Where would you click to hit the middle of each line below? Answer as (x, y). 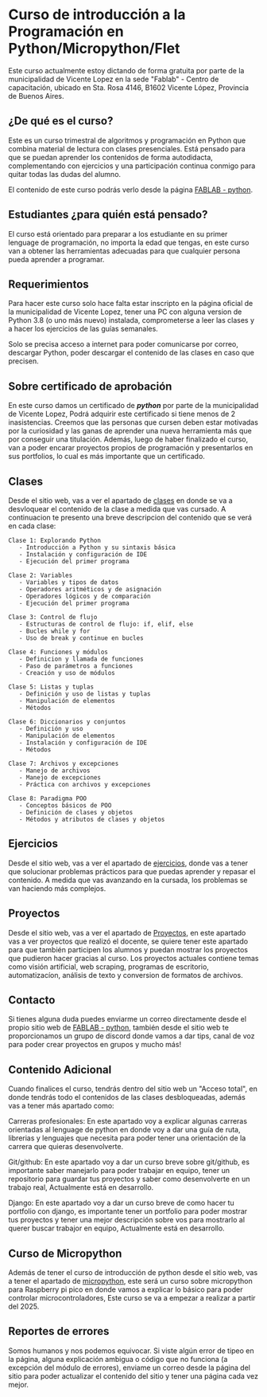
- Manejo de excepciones (60, 778)
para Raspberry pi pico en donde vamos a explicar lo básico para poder (126, 1289)
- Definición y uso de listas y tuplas (85, 694)
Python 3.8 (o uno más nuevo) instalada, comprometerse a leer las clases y (132, 320)
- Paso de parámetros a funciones (76, 666)
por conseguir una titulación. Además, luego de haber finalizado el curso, (128, 439)
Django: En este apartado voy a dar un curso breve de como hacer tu (121, 1203)
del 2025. (24, 1307)
